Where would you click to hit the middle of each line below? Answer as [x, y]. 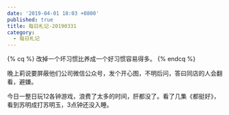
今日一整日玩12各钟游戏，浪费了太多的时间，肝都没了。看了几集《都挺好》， [113, 97]
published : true [30, 20]
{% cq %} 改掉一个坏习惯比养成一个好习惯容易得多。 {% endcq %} [102, 59]
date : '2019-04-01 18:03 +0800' [53, 13]
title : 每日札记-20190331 [42, 26]
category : [21, 32]
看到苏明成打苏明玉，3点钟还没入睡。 [60, 105]
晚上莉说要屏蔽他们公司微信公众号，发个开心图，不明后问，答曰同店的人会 [112, 73]
